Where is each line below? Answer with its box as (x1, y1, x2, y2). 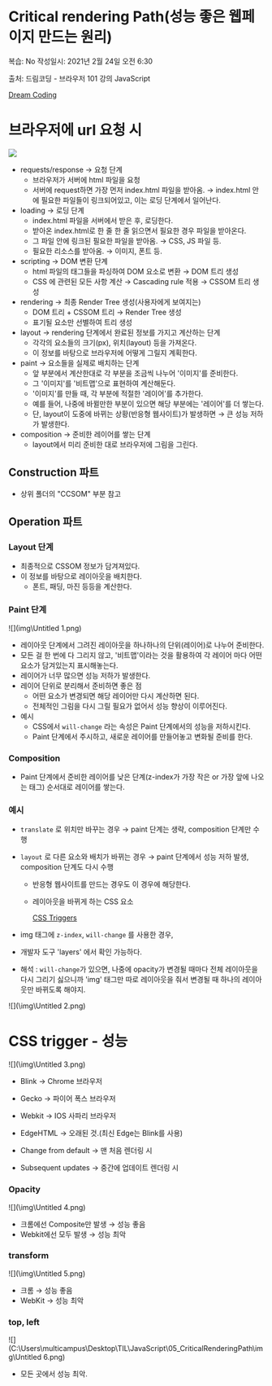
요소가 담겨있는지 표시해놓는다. (19, 660, 119, 670)
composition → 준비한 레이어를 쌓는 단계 (19, 429, 151, 439)
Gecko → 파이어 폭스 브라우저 (19, 1094, 116, 1103)
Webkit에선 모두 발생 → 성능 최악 (19, 1229, 127, 1239)
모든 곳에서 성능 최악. (19, 1369, 88, 1379)
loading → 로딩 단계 (19, 205, 85, 215)
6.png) (43, 1353, 66, 1362)
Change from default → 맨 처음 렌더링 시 (19, 1146, 153, 1156)
